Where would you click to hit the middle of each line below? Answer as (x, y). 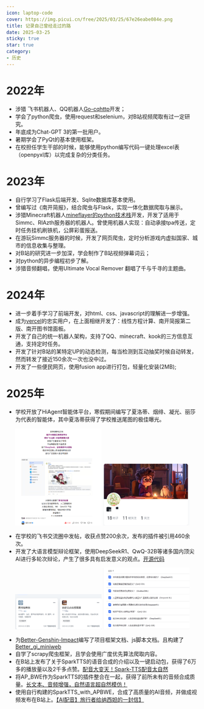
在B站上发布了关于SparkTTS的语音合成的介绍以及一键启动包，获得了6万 (106, 661)
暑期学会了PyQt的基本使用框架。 (56, 139)
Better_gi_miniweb (38, 647)
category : (19, 52)
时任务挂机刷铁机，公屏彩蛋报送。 (58, 230)
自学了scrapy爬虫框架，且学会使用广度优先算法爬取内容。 (88, 654)
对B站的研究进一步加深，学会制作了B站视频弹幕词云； (83, 253)
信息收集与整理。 (47, 245)
